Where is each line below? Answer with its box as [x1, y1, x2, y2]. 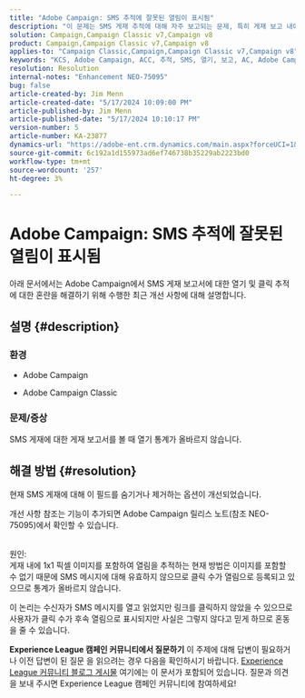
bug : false [9, 81, 51, 90]
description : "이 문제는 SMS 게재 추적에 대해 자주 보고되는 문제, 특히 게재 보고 [9, 22, 283, 31]
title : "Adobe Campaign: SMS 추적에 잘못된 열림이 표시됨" [9, 13, 215, 23]
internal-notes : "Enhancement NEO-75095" [9, 73, 169, 82]
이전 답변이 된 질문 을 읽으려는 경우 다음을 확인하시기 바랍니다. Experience [18, 655, 284, 666]
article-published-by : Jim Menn [9, 106, 132, 115]
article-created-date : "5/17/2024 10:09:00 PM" [9, 97, 193, 107]
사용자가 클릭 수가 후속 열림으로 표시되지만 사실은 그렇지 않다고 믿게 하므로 [9, 613, 274, 623]
